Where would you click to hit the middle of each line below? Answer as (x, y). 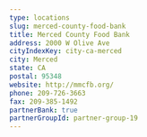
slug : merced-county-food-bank (68, 26)
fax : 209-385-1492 (43, 101)
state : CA (28, 68)
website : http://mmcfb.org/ (62, 85)
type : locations (39, 18)
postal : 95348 (36, 77)
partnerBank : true (43, 110)
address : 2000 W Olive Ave (60, 43)
